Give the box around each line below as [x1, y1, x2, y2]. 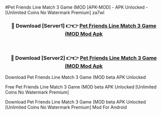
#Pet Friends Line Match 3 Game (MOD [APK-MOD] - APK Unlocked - [5, 4, 148, 10]
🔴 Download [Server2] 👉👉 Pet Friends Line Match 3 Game [10, 54, 157, 61]
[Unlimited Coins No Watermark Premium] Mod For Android [5, 104, 127, 110]
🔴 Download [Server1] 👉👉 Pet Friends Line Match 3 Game [11, 22, 157, 29]
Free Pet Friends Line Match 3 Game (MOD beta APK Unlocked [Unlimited [5, 83, 157, 89]
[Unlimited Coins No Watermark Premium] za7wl [5, 9, 105, 15]
